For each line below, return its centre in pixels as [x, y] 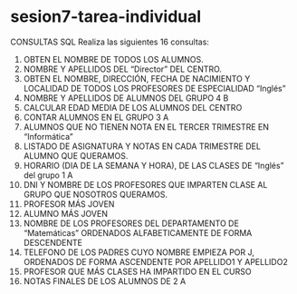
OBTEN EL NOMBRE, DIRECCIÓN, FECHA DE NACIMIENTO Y [137, 78]
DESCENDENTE [53, 242]
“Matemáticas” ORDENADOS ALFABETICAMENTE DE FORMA [138, 232]
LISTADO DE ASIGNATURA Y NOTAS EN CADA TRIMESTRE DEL [142, 146]
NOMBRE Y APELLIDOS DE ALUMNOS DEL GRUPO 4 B [126, 98]
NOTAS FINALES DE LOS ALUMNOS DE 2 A [105, 281]
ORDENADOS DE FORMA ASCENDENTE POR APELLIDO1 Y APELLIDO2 [155, 261]
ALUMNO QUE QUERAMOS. [76, 155]
